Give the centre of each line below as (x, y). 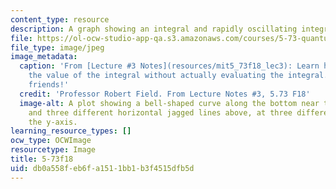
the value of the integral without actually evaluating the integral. (178, 76)
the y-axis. (53, 122)
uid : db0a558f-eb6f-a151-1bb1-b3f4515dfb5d (102, 168)
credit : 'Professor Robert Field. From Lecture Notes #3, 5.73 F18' (165, 94)
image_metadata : (44, 57)
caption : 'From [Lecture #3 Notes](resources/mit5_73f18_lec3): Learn (169, 66)
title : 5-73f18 (42, 159)
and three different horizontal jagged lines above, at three (160, 112)
